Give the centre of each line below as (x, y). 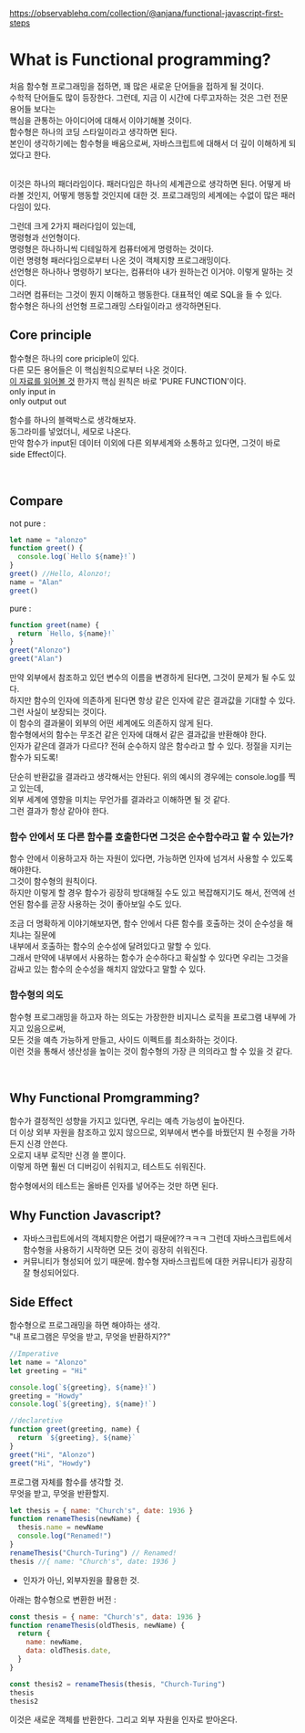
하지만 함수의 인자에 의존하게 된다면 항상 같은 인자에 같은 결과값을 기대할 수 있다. (152, 700)
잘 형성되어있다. (51, 1273)
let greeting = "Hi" (49, 1371)
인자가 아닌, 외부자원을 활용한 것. (81, 1580)
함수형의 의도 (36, 995)
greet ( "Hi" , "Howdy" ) (51, 1463)
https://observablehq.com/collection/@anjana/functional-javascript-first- (147, 13)
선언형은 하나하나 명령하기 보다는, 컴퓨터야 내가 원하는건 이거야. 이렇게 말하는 (147, 271)
